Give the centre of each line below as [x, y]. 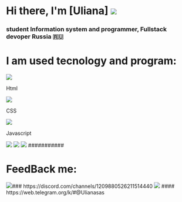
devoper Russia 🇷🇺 [35, 37]
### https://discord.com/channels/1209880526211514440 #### [93, 186]
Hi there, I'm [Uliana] [57, 11]
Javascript [19, 133]
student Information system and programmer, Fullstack [87, 29]
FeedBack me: [42, 169]
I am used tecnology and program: [92, 61]
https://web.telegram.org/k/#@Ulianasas [55, 192]
